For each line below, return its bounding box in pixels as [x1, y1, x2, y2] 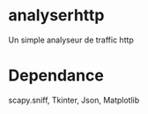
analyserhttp [8, 5, 105, 26]
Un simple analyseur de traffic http [8, 34, 134, 45]
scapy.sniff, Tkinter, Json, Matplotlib [8, 95, 140, 105]
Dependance [8, 65, 105, 86]
